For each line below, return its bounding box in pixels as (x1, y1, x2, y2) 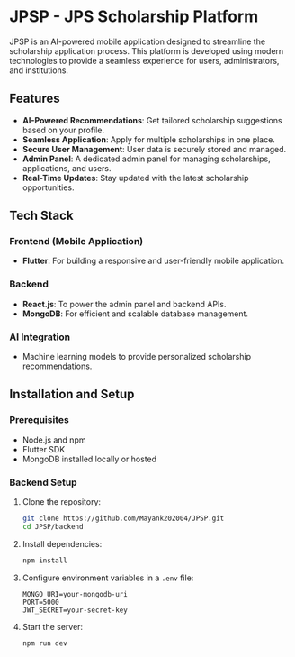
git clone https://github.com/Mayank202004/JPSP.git (22, 514, 225, 524)
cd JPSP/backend (22, 522, 84, 531)
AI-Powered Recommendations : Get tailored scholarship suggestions (22, 114, 282, 125)
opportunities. (22, 182, 75, 193)
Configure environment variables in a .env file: (22, 572, 194, 583)
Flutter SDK (22, 443, 66, 454)
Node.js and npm (22, 434, 86, 445)
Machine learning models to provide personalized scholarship (22, 351, 252, 362)
